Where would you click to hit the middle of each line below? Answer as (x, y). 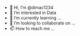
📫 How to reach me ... (32, 28)
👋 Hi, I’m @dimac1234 (32, 8)
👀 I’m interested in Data (33, 13)
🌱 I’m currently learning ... (35, 18)
